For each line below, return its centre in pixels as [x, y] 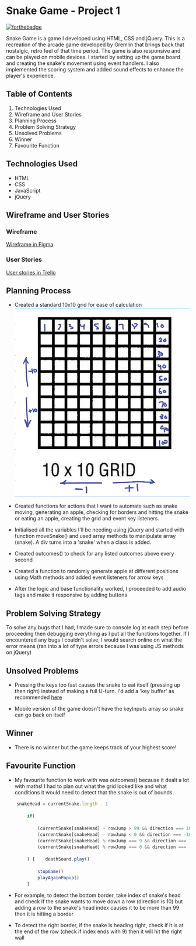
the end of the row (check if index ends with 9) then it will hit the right [98, 931]
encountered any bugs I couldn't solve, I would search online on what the [94, 640]
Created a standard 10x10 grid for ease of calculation [78, 305]
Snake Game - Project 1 [63, 11]
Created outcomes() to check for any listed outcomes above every [94, 554]
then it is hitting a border [44, 914]
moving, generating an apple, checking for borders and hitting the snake [101, 512]
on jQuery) [19, 652]
